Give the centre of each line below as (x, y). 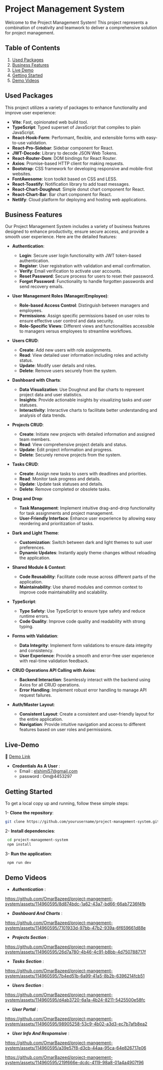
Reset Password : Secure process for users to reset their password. (87, 276)
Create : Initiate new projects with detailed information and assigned (87, 434)
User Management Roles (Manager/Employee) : (60, 296)
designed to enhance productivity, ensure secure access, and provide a (77, 231)
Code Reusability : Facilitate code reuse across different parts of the (88, 577)
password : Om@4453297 (46, 776)
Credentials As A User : (36, 766)
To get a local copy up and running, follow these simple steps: (67, 803)
